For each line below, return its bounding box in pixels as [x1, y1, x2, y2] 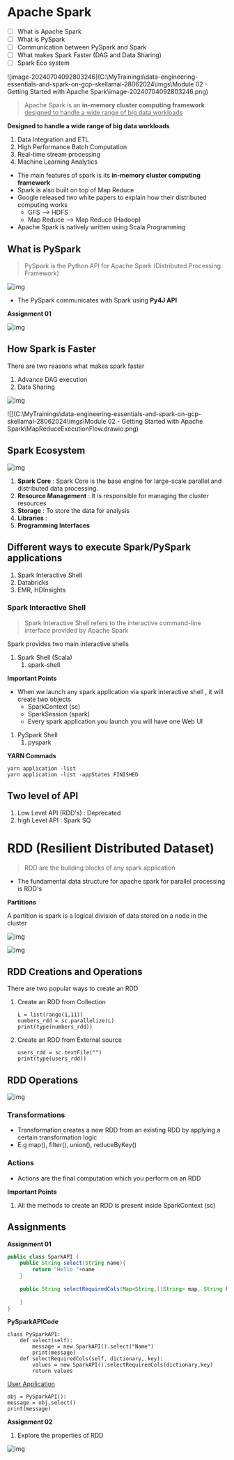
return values [32, 1367, 73, 1375]
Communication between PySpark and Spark [17, 43, 147, 52]
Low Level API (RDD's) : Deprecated [17, 808, 121, 817]
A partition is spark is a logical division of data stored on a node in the [7, 911, 208, 920]
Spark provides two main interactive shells [7, 639, 129, 648]
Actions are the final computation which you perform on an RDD [17, 1174, 201, 1182]
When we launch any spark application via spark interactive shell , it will [17, 687, 224, 696]
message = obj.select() [7, 1399, 77, 1406]
